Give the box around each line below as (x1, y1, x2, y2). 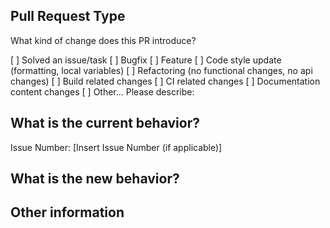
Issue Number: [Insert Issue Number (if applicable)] (10, 141, 223, 153)
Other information (10, 204, 125, 221)
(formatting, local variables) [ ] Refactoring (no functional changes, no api (10, 64, 313, 76)
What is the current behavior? (10, 115, 200, 132)
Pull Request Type (10, 8, 126, 25)
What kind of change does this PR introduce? (10, 34, 197, 46)
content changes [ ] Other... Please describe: (10, 85, 195, 98)
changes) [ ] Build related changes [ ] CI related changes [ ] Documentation (10, 75, 321, 87)
